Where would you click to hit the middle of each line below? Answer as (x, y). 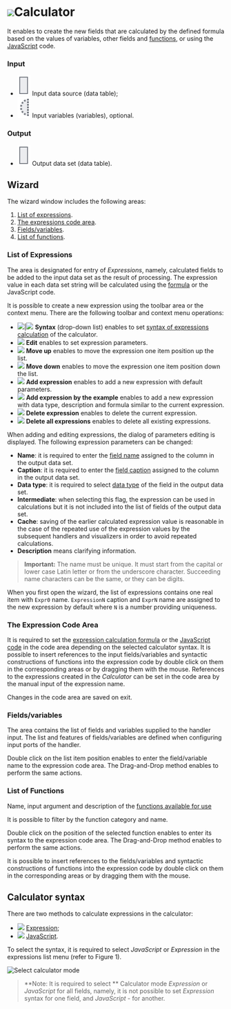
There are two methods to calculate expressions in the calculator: (100, 914)
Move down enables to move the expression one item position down (123, 366)
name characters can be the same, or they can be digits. (104, 578)
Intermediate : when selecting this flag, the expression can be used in (116, 499)
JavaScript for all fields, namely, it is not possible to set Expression (119, 991)
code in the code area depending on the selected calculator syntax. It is (109, 647)
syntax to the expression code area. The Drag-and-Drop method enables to (114, 840)
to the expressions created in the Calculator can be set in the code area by (113, 676)
